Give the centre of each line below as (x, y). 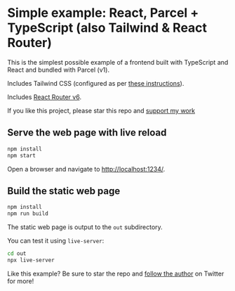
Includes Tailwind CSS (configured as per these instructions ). (96, 83)
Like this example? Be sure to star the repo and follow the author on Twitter (116, 273)
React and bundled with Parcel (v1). (59, 70)
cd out (17, 254)
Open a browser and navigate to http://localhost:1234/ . (86, 169)
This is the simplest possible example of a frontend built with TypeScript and (118, 62)
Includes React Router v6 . (45, 97)
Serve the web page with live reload (87, 132)
